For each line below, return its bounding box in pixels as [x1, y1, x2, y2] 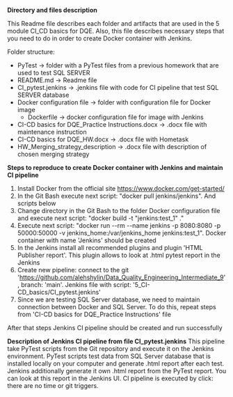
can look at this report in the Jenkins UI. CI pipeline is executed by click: [7, 374, 214, 382]
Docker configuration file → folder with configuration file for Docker [17, 98, 211, 107]
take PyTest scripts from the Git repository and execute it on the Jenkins [7, 345, 214, 352]
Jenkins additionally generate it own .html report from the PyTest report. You [7, 367, 227, 375]
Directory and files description [7, 6, 97, 14]
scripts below [17, 199, 57, 208]
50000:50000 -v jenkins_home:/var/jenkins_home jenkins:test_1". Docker [17, 229, 227, 237]
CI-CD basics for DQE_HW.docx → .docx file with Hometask [17, 135, 189, 143]
